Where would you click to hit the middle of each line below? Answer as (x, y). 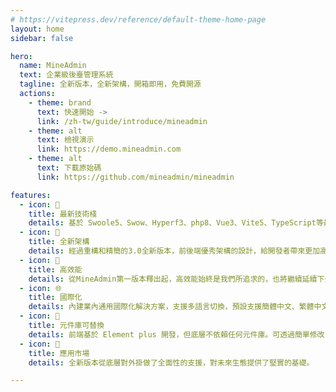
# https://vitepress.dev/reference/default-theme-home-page (138, 19)
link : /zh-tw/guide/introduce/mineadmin (122, 121)
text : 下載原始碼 (69, 168)
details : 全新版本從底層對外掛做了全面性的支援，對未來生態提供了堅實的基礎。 (171, 362)
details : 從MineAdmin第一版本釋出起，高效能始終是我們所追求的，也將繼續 (165, 279)
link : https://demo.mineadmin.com (109, 149)
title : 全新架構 (59, 242)
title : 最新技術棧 (63, 214)
